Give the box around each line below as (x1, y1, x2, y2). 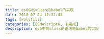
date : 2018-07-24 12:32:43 (5, 12, 63, 17)
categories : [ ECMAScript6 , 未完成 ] (5, 21, 79, 27)
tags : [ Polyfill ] (5, 17, 42, 22)
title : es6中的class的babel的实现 (5, 7, 74, 13)
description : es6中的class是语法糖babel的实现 (5, 26, 99, 31)
